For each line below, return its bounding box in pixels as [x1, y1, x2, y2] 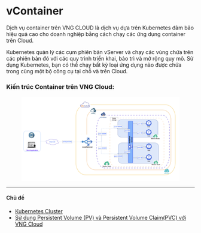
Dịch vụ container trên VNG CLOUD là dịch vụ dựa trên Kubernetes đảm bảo [6, 24, 194, 31]
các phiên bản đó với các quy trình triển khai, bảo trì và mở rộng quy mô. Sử [6, 55, 194, 62]
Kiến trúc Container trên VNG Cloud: [6, 82, 115, 91]
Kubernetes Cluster [14, 208, 63, 215]
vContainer [6, 4, 63, 18]
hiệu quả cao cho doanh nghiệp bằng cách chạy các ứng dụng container [6, 30, 185, 37]
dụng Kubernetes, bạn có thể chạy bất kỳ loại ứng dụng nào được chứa [6, 61, 182, 68]
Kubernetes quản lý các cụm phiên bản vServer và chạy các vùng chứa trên [6, 48, 194, 55]
